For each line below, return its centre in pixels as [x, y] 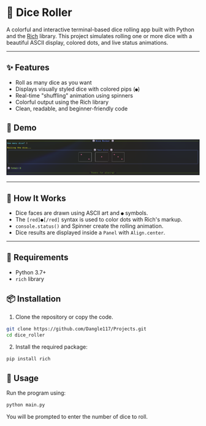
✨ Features [28, 68]
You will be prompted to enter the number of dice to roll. [77, 416]
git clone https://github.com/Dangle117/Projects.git [77, 329]
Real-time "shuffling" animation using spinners [74, 95]
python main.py [26, 405]
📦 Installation [34, 299]
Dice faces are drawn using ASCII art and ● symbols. [82, 213]
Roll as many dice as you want [53, 82]
